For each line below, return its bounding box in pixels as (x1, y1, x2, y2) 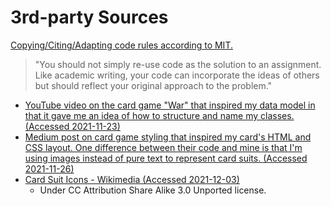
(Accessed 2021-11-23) (24, 120, 121, 132)
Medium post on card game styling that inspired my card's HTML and (24, 131, 312, 143)
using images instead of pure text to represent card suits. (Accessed (24, 152, 308, 164)
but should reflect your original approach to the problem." (34, 79, 273, 91)
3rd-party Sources (10, 6, 169, 29)
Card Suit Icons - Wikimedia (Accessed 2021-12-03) (24, 173, 240, 185)
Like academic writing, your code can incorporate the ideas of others (34, 69, 320, 81)
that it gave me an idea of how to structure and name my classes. (24, 109, 295, 121)
